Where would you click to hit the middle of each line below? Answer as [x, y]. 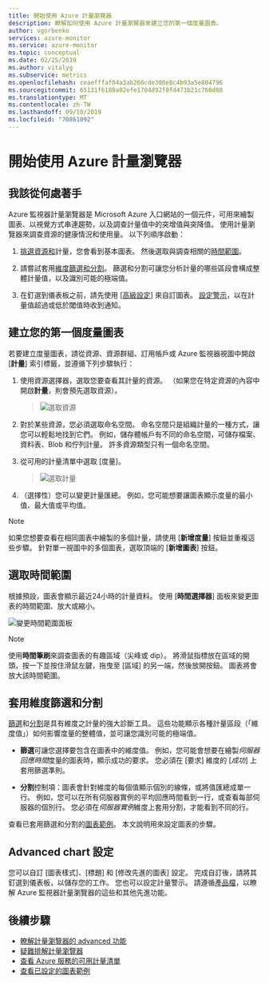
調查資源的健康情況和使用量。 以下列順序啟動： [107, 234]
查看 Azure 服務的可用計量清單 [70, 961]
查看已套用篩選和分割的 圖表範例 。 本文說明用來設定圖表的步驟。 [114, 824]
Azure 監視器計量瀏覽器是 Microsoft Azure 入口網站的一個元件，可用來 [125, 214]
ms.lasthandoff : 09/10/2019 [55, 113]
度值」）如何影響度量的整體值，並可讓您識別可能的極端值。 [105, 733]
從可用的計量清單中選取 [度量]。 [72, 461]
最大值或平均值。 [62, 505]
